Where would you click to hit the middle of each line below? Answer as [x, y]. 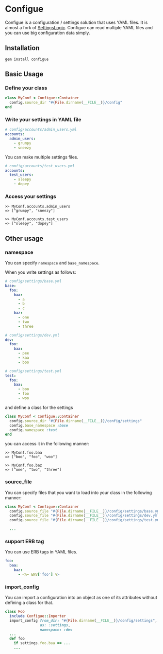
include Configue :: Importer [38, 616]
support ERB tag [25, 541]
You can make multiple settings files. [42, 157]
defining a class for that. [29, 603]
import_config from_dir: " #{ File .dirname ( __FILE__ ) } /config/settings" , [83, 620]
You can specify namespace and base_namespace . [52, 263]
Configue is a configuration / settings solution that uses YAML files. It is [76, 22]
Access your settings [31, 196]
